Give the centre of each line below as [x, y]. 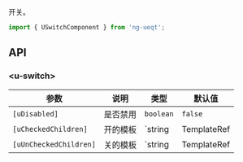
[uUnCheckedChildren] [54, 144]
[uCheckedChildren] [50, 129]
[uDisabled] [36, 114]
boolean [159, 114]
